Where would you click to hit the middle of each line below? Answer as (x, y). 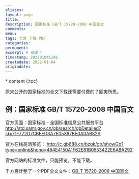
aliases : (15, 10)
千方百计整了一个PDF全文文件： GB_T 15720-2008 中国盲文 (67, 171)
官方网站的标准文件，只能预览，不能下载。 (50, 160)
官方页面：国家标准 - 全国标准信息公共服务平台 (54, 122)
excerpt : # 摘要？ (24, 52)
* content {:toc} (22, 81)
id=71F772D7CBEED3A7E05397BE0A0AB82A (53, 133)
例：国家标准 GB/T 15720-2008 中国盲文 (69, 109)
